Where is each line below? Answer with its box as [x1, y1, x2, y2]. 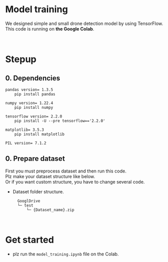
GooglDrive [17, 198, 41, 203]
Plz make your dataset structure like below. [5, 173, 95, 179]
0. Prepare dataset [5, 154, 65, 163]
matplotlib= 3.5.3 [5, 127, 44, 132]
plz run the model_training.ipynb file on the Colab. [12, 251, 119, 257]
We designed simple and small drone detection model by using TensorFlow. [5, 20, 163, 26]
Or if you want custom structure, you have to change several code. [5, 179, 145, 185]
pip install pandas [14, 92, 56, 97]
